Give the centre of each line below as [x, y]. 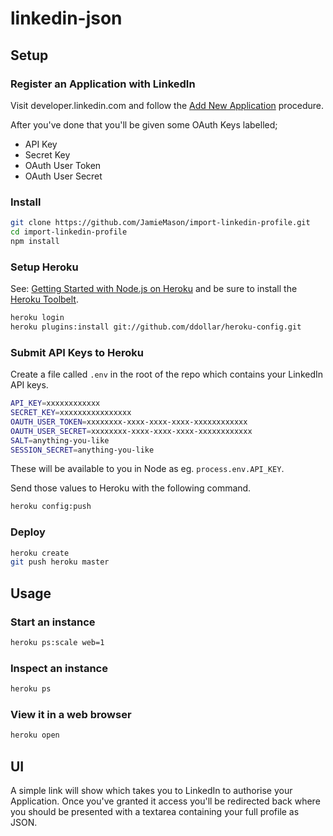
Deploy [28, 532]
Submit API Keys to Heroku [77, 352]
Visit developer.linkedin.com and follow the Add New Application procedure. [167, 105]
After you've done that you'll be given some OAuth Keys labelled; [144, 124]
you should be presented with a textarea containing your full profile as [155, 812]
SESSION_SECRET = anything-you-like [82, 450]
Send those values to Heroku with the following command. [131, 488]
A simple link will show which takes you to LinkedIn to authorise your [151, 791]
